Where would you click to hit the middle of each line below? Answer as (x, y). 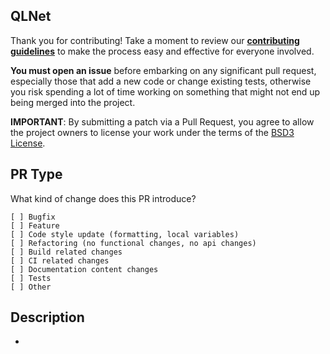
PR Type (36, 174)
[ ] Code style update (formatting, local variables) (125, 234)
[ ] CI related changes (60, 260)
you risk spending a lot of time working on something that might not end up (165, 91)
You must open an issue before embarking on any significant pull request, (163, 70)
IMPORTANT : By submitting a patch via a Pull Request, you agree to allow (162, 121)
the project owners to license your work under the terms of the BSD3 (152, 132)
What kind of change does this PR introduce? (103, 198)
